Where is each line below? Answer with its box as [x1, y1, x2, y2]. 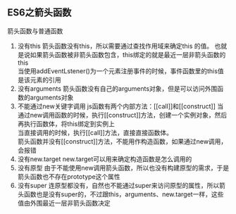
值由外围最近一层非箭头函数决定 [17, 199, 111, 207]
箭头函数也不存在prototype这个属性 [17, 172, 121, 181]
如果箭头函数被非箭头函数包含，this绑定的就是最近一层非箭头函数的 [30, 50, 226, 58]
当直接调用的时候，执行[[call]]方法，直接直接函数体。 [17, 128, 173, 137]
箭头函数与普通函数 [7, 27, 63, 35]
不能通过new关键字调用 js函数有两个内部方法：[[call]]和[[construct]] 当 [17, 101, 224, 111]
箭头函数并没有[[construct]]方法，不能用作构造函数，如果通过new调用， [17, 137, 228, 146]
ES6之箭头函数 [7, 6, 72, 19]
